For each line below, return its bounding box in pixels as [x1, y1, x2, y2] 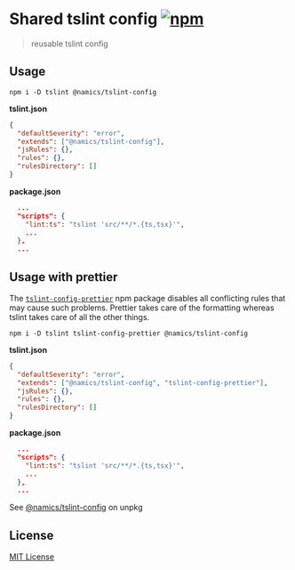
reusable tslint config [30, 38, 108, 49]
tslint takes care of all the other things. [9, 311, 150, 322]
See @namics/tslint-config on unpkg [9, 502, 144, 513]
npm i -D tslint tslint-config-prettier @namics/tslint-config [9, 329, 249, 338]
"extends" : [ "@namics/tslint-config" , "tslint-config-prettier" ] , [17, 378, 268, 387]
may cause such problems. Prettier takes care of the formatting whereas [9, 302, 275, 313]
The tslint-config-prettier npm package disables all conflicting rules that [9, 293, 286, 303]
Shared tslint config [9, 9, 158, 29]
